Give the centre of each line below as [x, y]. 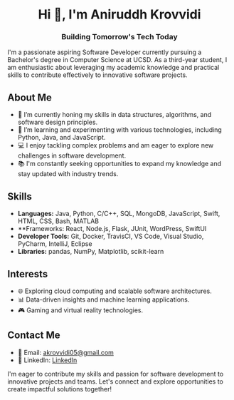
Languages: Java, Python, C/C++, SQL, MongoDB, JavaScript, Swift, [119, 214]
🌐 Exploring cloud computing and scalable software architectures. [115, 291]
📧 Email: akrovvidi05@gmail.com [65, 352]
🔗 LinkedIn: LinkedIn [47, 360]
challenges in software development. [72, 155]
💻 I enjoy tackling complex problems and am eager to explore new [116, 145]
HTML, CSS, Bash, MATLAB [58, 221]
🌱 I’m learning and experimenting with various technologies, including [119, 130]
